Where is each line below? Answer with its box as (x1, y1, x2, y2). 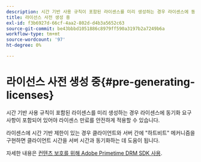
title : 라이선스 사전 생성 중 (6, 14, 71, 20)
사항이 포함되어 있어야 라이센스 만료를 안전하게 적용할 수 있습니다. (6, 116, 160, 124)
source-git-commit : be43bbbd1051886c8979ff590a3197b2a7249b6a (6, 25, 165, 32)
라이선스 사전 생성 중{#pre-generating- (6, 76, 195, 89)
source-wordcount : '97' (6, 37, 66, 43)
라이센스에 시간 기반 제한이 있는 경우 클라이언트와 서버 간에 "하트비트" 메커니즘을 (6, 129, 196, 136)
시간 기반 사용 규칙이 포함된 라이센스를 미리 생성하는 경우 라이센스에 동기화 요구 (6, 109, 192, 116)
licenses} (6, 88, 54, 102)
